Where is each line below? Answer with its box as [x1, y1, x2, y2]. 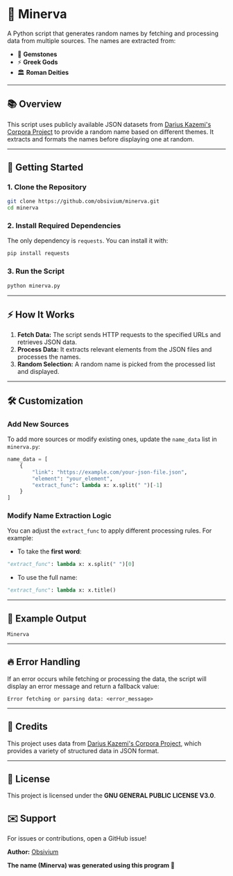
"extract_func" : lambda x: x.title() [7, 587, 116, 594]
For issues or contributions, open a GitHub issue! [7, 834, 147, 843]
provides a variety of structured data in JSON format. [7, 746, 159, 755]
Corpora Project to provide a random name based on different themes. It [7, 128, 214, 136]
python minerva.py [7, 282, 60, 289]
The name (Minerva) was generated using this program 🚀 [7, 861, 175, 870]
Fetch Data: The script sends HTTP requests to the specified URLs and [17, 331, 221, 339]
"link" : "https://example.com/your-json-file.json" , [32, 468, 188, 476]
